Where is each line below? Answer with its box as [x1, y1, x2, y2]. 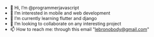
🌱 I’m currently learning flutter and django [10, 15, 97, 21]
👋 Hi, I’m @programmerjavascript [10, 5, 79, 10]
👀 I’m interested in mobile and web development [10, 10, 111, 16]
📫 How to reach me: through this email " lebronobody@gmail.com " [10, 26, 149, 32]
